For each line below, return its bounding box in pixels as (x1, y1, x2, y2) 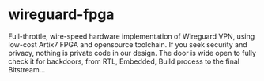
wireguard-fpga (8, 6, 115, 24)
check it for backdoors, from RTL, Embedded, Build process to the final (8, 57, 239, 66)
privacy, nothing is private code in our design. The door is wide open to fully (8, 48, 257, 57)
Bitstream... (8, 64, 46, 74)
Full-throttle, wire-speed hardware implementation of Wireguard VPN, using (8, 31, 255, 41)
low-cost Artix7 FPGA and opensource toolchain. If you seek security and (8, 39, 247, 49)
